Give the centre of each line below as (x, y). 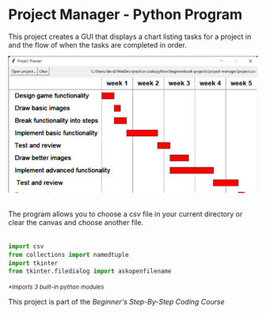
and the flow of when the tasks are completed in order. (98, 44)
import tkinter (33, 263)
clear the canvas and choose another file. (76, 222)
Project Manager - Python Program (125, 15)
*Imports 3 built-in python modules (56, 287)
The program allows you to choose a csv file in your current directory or (125, 214)
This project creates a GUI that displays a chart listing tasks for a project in (130, 36)
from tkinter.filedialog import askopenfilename (90, 271)
